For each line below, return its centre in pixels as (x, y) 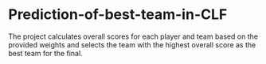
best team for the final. (45, 53)
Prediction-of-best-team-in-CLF (118, 15)
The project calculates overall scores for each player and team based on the (133, 36)
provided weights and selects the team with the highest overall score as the (132, 44)
